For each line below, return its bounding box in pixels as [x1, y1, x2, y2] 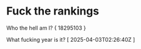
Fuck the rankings [6, 4, 99, 18]
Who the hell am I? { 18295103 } [6, 24, 87, 31]
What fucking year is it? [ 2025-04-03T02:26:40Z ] [6, 36, 136, 43]
